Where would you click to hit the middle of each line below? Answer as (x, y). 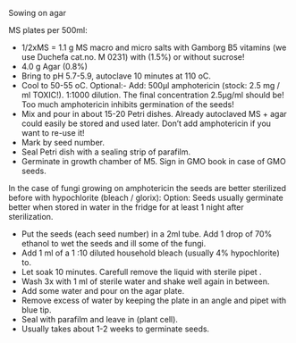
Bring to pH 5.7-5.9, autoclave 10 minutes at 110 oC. (116, 76)
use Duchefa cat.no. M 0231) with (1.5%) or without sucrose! (133, 57)
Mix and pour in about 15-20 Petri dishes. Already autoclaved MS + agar (154, 114)
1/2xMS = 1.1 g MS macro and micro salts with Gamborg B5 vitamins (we (154, 47)
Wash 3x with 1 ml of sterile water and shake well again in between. (145, 281)
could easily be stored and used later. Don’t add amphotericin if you (146, 123)
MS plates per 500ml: (48, 30)
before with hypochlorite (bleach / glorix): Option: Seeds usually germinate (146, 197)
